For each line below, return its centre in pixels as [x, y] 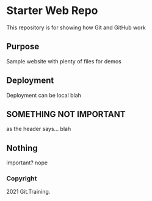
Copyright [22, 178]
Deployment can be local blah [44, 95]
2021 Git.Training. [28, 192]
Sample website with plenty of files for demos [64, 61]
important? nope [27, 163]
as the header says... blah [39, 129]
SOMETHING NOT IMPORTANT [66, 114]
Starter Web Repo [52, 11]
